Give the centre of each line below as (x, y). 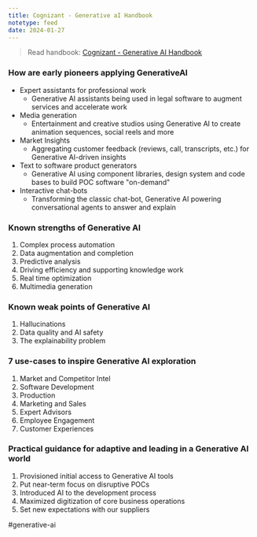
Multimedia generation (56, 286)
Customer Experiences (57, 428)
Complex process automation (67, 244)
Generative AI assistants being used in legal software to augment (136, 98)
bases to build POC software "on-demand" (101, 182)
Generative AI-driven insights (79, 157)
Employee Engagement (57, 420)
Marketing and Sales (53, 403)
